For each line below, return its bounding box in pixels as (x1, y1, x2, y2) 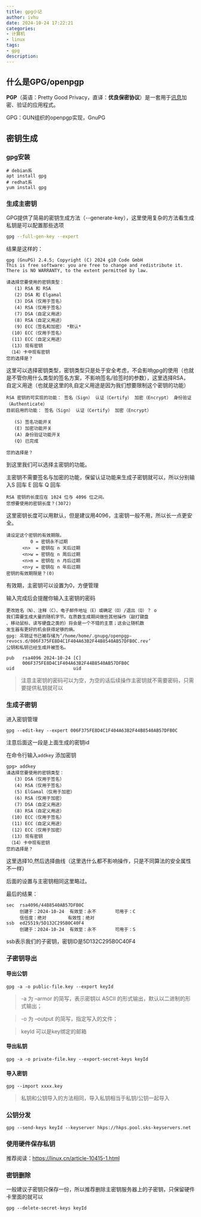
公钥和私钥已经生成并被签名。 (6, 644, 69, 651)
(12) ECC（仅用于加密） (11, 827, 65, 833)
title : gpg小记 (6, 8, 42, 15)
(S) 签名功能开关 (14, 419, 52, 425)
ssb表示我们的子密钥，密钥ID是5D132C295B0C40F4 (6, 938, 136, 945)
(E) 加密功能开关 (14, 425, 52, 431)
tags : (6, 42, 20, 48)
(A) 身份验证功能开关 (14, 432, 61, 438)
